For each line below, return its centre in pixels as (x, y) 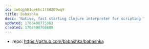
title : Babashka (21, 14)
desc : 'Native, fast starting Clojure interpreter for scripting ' (75, 18)
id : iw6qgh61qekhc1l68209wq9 (35, 9)
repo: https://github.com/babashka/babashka (58, 41)
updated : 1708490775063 (29, 23)
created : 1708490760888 (29, 28)
